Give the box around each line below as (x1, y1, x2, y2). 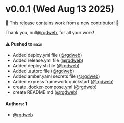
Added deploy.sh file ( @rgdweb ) (12, 63, 80, 69)
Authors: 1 (5, 101, 28, 107)
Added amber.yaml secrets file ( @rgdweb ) (12, 73, 100, 79)
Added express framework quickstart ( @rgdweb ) (12, 79, 114, 85)
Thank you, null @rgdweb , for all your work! (5, 29, 94, 35)
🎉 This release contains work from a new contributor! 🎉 (5, 20, 119, 26)
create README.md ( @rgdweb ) (12, 89, 78, 95)
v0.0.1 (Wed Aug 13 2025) (5, 3, 114, 15)
